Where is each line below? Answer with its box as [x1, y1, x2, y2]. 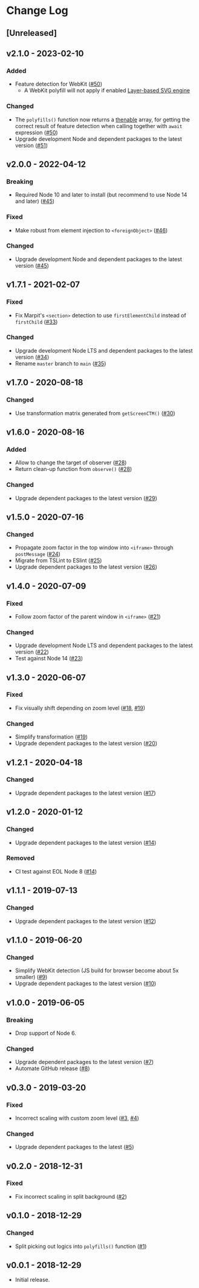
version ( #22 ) [15, 648, 50, 656]
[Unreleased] [6, 28, 57, 38]
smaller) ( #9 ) [15, 974, 48, 981]
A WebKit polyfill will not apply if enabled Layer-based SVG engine [24, 87, 191, 94]
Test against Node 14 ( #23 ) [15, 655, 83, 662]
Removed [6, 854, 35, 863]
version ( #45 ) [15, 262, 50, 269]
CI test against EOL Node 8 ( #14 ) [15, 867, 97, 875]
